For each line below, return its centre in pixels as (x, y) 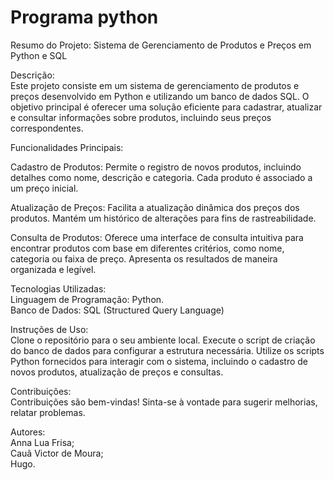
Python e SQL (39, 55)
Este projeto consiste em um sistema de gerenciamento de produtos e (155, 85)
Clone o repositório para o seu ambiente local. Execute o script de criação (163, 340)
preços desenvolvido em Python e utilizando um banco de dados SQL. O (160, 96)
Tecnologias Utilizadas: (58, 288)
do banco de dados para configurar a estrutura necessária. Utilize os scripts (167, 350)
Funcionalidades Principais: (67, 147)
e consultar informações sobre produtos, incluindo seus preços (141, 117)
